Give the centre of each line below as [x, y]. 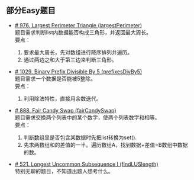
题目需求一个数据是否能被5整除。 [55, 78]
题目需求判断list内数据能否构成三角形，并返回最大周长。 [83, 32]
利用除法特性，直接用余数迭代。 [62, 98]
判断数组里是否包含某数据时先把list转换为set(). [80, 137]
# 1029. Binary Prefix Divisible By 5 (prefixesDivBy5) [78, 71]
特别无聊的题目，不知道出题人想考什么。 [64, 171]
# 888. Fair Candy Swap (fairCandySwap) [65, 110]
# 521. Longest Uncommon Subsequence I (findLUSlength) [86, 164]
